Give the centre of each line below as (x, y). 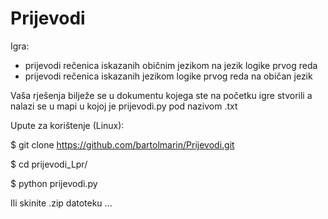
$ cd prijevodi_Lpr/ (49, 164)
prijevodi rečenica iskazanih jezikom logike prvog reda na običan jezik (168, 76)
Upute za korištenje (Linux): (67, 125)
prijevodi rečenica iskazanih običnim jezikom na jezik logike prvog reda (171, 65)
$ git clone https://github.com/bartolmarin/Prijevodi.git (122, 144)
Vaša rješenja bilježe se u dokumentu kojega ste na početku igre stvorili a (161, 95)
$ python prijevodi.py (54, 183)
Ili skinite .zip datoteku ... (61, 203)
